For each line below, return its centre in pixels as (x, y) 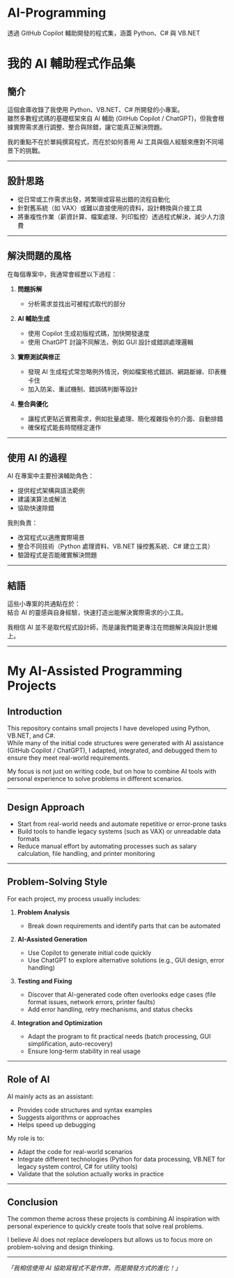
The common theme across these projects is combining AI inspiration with (114, 1219)
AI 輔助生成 (33, 318)
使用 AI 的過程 (37, 458)
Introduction (35, 711)
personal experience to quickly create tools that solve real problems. (106, 1226)
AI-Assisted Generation (52, 939)
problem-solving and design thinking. (61, 1247)
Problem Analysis (44, 912)
